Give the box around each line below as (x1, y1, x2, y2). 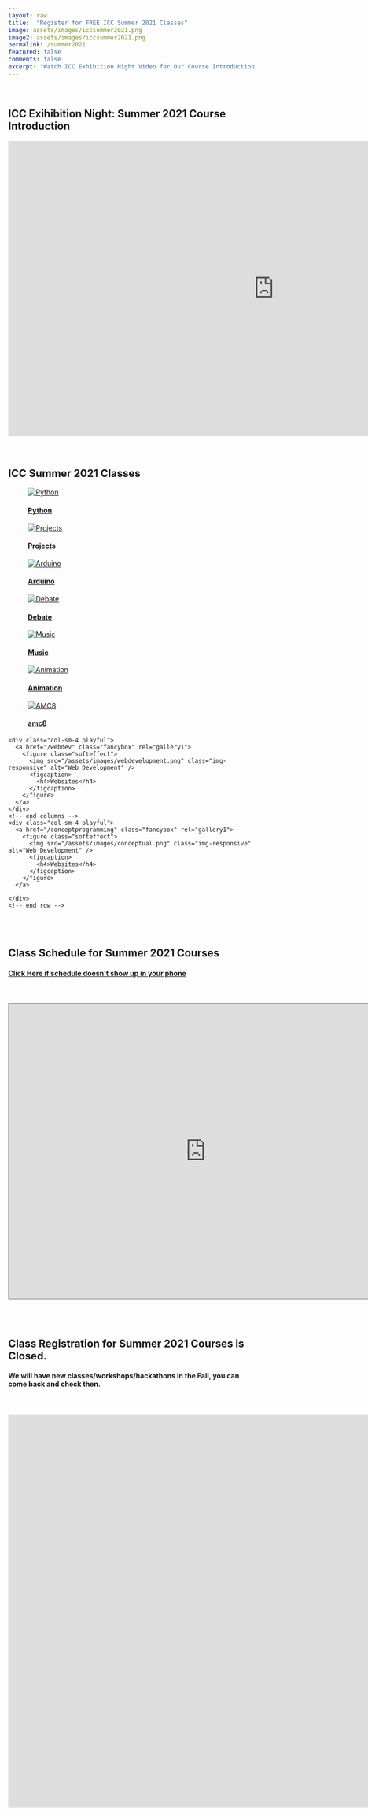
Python (28, 505, 53, 515)
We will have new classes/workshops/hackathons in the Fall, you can (8, 1371, 240, 1381)
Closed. (8, 1349, 47, 1363)
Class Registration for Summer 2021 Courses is (8, 1337, 245, 1350)
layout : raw (8, 11, 47, 20)
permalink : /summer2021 (8, 41, 86, 49)
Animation (28, 682, 63, 693)
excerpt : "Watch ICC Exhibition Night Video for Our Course (8, 63, 210, 71)
